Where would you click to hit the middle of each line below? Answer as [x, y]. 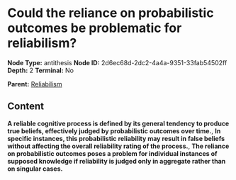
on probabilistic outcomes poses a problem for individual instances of [112, 153]
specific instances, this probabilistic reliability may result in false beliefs [116, 138]
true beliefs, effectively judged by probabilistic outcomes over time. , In [114, 131]
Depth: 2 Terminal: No [41, 70]
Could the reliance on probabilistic [111, 13]
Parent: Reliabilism [35, 84]
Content [26, 107]
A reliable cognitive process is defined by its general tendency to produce [118, 123]
